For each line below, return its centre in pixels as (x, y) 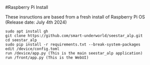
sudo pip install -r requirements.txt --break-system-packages (73, 44)
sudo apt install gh (27, 31)
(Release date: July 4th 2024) (36, 22)
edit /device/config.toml (32, 49)
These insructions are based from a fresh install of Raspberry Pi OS (75, 17)
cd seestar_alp (21, 40)
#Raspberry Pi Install (27, 7)
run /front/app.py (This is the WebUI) (47, 57)
